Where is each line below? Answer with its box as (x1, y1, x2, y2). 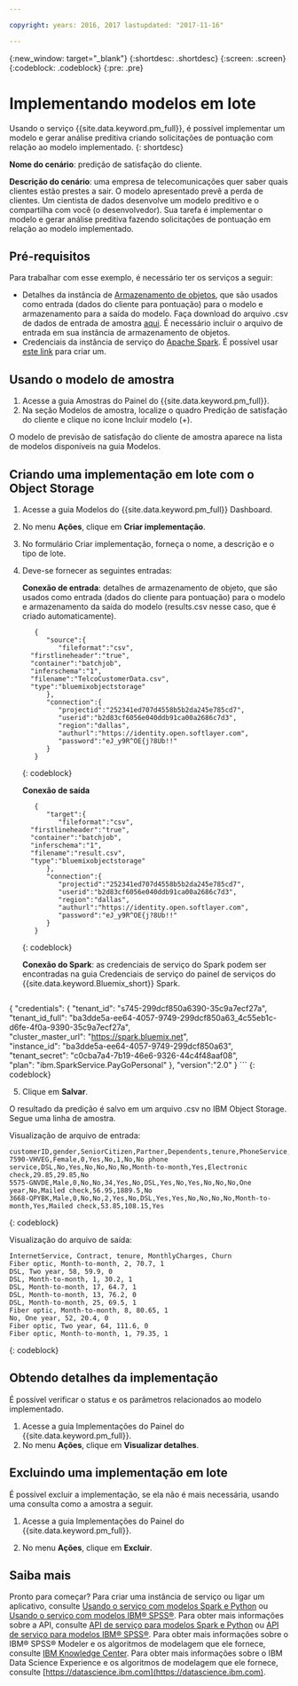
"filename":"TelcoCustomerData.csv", (30, 675, 170, 684)
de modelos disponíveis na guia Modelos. (9, 441, 161, 452)
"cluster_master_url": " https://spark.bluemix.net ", (9, 1032, 189, 1041)
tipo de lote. (21, 548, 67, 558)
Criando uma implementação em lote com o (9, 467, 255, 482)
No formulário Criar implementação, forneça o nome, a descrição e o (21, 539, 275, 549)
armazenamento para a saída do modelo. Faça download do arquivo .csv (21, 308, 288, 320)
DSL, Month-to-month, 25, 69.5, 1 (9, 1298, 137, 1307)
